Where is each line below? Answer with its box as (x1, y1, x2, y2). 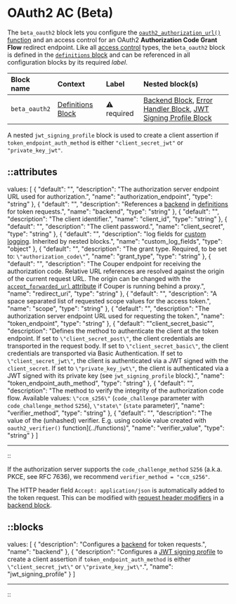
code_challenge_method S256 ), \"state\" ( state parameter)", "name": (7, 401, 205, 409)
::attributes (7, 166, 58, 178)
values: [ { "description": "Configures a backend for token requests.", (7, 539, 207, 549)
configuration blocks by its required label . (7, 58, 128, 66)
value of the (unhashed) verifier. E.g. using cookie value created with (7, 416, 207, 424)
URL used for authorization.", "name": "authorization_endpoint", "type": (7, 192, 213, 201)
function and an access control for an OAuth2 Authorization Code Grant (7, 35, 218, 44)
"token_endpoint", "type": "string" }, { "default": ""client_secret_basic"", (7, 319, 214, 327)
